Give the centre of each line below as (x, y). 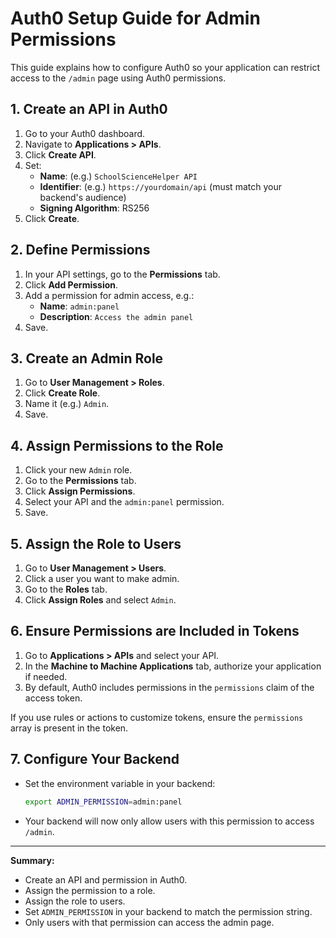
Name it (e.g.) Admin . (67, 404)
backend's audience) (83, 197)
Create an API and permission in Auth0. (106, 879)
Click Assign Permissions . (80, 491)
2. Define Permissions (80, 250)
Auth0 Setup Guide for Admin (135, 18)
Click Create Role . (62, 393)
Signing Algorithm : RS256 (94, 208)
